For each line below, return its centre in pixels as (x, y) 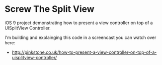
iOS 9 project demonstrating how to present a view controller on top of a (79, 23)
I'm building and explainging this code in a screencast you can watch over (81, 37)
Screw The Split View (50, 9)
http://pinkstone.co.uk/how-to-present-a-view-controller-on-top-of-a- (84, 52)
